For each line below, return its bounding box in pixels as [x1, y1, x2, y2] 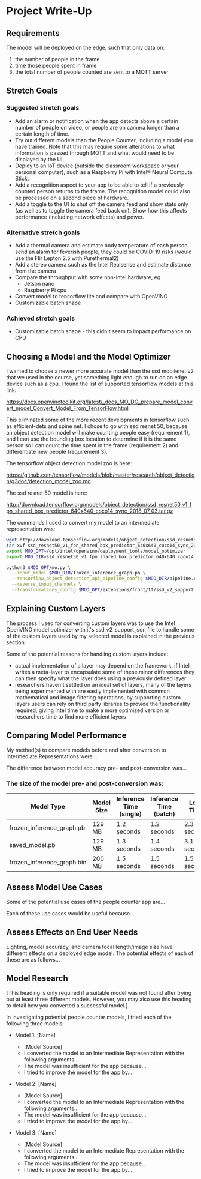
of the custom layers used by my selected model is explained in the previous [6, 632, 195, 639]
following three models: [6, 1020, 65, 1027]
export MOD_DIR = [6, 553, 47, 559]
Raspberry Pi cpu [23, 286, 67, 294]
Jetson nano [23, 280, 55, 287]
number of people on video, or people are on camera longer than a [14, 124, 179, 131]
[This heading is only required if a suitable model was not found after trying [6, 989, 192, 997]
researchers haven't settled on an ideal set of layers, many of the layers [14, 681, 192, 688]
